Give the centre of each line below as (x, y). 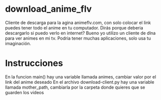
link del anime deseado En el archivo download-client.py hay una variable (80, 82)
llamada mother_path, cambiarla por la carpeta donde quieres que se (75, 87)
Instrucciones (34, 63)
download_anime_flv (48, 9)
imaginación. (18, 43)
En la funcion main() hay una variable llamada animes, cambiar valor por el (81, 76)
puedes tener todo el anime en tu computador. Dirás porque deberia (74, 27)
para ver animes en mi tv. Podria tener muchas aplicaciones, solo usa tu (78, 38)
